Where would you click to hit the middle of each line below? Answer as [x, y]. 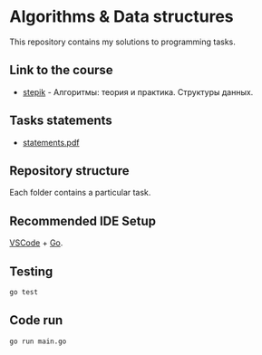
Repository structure [69, 171]
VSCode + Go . [36, 243]
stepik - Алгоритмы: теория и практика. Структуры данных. [138, 91]
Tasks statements [61, 121]
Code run [36, 320]
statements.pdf [51, 142]
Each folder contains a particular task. [80, 193]
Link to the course [61, 70]
